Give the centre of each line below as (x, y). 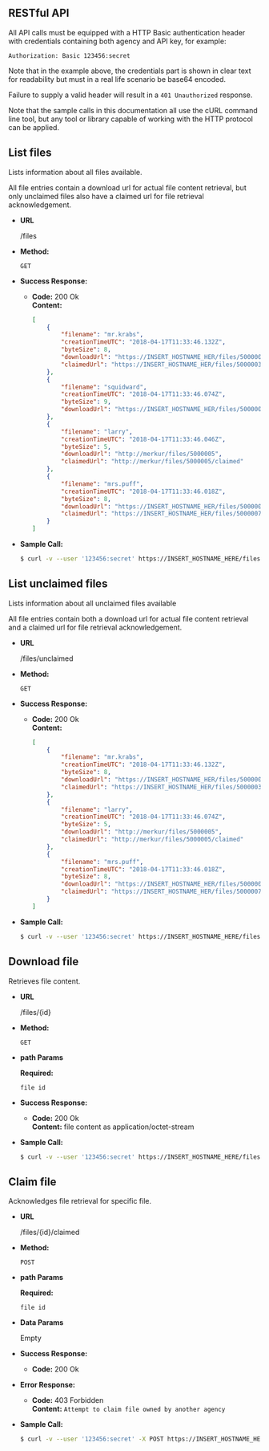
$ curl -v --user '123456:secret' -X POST (92, 1439)
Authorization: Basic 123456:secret (69, 55)
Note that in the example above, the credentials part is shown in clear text (130, 71)
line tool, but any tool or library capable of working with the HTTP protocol (131, 119)
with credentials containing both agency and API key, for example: (117, 41)
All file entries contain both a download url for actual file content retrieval (128, 618)
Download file (44, 962)
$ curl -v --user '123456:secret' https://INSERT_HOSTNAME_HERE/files (140, 559)
